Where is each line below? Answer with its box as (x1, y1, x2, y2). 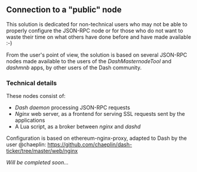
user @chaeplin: (6, 141, 47, 148)
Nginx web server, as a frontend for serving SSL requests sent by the (14, 110, 185, 118)
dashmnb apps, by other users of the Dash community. (6, 64, 142, 71)
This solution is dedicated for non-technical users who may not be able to (6, 20, 188, 27)
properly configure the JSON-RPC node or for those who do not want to (6, 27, 183, 34)
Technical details (6, 79, 57, 87)
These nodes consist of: (6, 93, 66, 100)
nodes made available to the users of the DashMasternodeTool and (6, 57, 172, 64)
